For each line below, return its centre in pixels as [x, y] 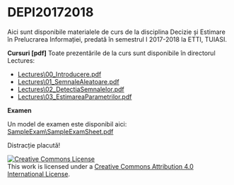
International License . [39, 174]
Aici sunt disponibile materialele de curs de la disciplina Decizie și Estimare [117, 32]
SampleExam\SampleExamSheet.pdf [60, 131]
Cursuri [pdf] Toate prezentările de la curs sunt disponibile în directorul [111, 53]
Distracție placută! [34, 145]
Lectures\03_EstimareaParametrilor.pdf [75, 97]
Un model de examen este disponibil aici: [67, 124]
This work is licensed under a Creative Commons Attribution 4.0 [101, 166]
